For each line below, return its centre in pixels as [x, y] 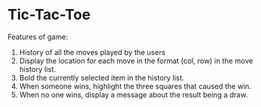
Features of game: [38, 37]
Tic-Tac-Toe [49, 15]
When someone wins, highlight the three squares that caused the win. [135, 86]
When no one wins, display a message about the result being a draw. [133, 94]
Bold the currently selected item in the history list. [101, 77]
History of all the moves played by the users [92, 52]
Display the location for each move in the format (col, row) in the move [136, 61]
